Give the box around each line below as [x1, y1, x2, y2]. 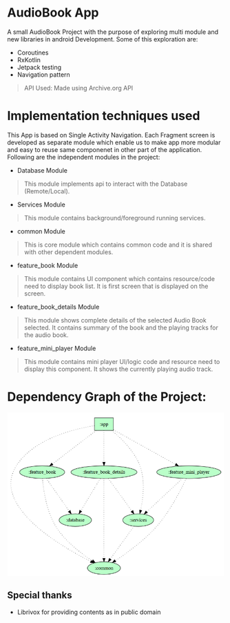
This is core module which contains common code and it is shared [23, 240, 212, 249]
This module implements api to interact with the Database [23, 180, 188, 188]
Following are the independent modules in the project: [7, 153, 160, 161]
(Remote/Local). [23, 186, 70, 195]
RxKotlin [17, 55, 41, 64]
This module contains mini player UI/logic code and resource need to [23, 357, 220, 365]
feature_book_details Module [17, 303, 100, 311]
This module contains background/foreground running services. [23, 213, 206, 222]
